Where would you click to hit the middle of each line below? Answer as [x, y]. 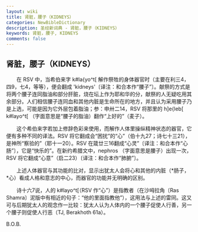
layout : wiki [22, 11]
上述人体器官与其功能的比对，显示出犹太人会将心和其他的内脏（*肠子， [103, 170]
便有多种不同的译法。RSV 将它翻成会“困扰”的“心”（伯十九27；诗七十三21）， [98, 136]
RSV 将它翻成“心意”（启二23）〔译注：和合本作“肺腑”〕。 [74, 158]
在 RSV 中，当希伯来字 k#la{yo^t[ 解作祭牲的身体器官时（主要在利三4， [103, 79]
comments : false [26, 39]
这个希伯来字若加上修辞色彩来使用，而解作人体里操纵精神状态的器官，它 [104, 128]
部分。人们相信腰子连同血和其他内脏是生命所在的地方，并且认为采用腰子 [99, 101]
